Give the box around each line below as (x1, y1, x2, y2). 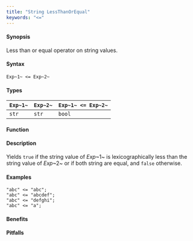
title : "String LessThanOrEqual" (6, 8, 90, 15)
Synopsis (6, 33, 31, 40)
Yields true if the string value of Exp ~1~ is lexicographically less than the (6, 153, 188, 160)
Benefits (6, 215, 28, 222)
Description (6, 140, 37, 147)
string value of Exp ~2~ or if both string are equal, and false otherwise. (6, 159, 182, 167)
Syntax (6, 60, 25, 68)
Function (6, 126, 29, 133)
